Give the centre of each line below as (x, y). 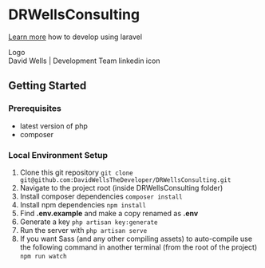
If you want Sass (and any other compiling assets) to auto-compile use (136, 238)
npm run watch (43, 256)
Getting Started (47, 86)
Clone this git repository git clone (76, 172)
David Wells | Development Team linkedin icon (84, 61)
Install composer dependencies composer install (101, 196)
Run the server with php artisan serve (83, 230)
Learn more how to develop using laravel (75, 37)
